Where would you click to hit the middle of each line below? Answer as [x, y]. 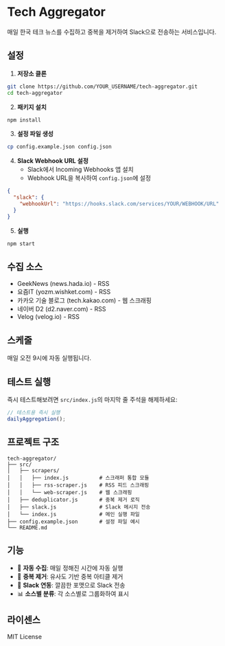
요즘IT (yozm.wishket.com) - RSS [64, 292]
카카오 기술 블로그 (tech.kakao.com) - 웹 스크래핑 [84, 300]
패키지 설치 [32, 107]
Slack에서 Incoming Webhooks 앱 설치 [80, 170]
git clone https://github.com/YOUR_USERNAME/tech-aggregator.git [102, 87]
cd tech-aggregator [35, 93]
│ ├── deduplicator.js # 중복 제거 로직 [74, 500]
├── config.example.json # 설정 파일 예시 [74, 522]
